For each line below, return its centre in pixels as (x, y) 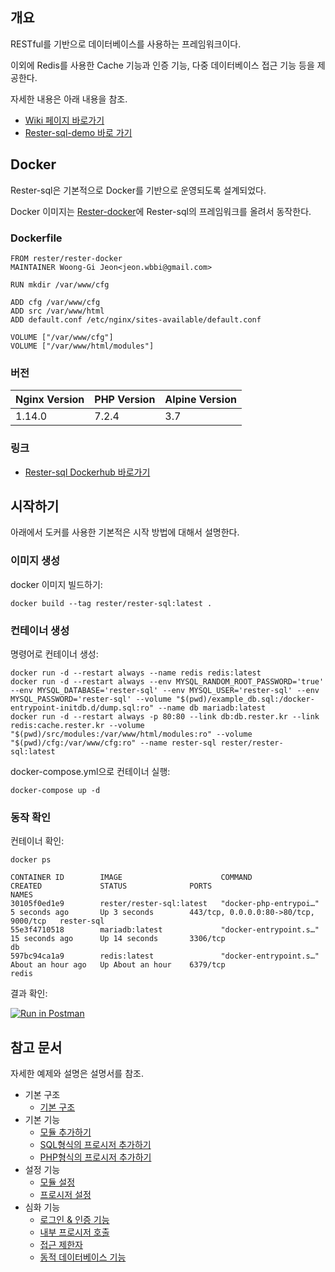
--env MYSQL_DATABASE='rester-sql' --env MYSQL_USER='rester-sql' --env (165, 690)
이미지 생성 (35, 561)
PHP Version (125, 400)
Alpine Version (200, 400)
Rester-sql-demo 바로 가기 (78, 132)
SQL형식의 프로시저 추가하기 (95, 1145)
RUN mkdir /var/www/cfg (60, 284)
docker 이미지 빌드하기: (56, 584)
